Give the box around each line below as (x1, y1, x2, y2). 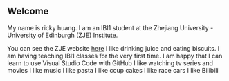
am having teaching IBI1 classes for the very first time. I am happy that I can (7, 51, 223, 60)
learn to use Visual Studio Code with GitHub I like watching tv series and (7, 58, 213, 67)
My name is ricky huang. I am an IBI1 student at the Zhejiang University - (7, 23, 214, 32)
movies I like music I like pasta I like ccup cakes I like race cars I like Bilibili (7, 66, 219, 74)
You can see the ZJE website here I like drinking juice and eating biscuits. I (7, 44, 220, 52)
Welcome (7, 5, 49, 17)
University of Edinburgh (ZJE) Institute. (7, 31, 118, 39)
